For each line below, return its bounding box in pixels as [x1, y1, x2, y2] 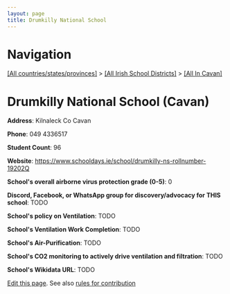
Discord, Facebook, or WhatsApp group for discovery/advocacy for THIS [7, 191, 221, 200]
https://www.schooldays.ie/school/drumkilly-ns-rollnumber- [34, 157, 206, 165]
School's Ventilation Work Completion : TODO [7, 225, 141, 234]
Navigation [7, 46, 71, 62]
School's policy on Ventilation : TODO [7, 212, 116, 220]
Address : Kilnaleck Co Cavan [7, 116, 91, 125]
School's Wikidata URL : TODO [7, 266, 96, 274]
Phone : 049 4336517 [7, 130, 68, 139]
